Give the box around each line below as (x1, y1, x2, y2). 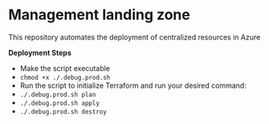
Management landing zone (8, 6, 190, 24)
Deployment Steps (8, 48, 72, 57)
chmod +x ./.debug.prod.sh (19, 73, 111, 81)
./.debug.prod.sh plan (19, 90, 96, 98)
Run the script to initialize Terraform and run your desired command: (19, 81, 247, 90)
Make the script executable (19, 63, 111, 73)
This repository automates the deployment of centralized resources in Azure (8, 32, 261, 42)
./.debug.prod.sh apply (19, 99, 100, 107)
